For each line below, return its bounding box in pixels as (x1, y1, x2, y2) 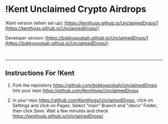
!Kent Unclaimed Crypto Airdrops (5, 3, 146, 15)
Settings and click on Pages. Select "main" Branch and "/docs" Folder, (12, 102, 157, 108)
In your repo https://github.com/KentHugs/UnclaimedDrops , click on (12, 97, 153, 103)
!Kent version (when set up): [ (5, 20, 66, 26)
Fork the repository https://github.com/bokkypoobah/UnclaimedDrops (12, 82, 157, 88)
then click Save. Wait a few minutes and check (12, 108, 108, 114)
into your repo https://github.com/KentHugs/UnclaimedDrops (12, 87, 139, 93)
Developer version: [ (5, 35, 47, 41)
